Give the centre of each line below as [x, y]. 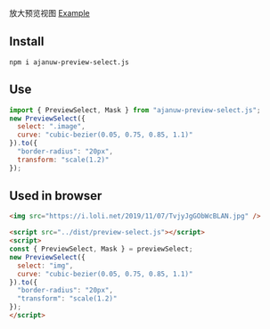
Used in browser [56, 196]
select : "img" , [45, 266]
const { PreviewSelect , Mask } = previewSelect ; [101, 249]
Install [27, 41]
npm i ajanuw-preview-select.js [69, 62]
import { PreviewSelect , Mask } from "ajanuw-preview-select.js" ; [135, 110]
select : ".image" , [52, 127]
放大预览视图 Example [50, 13]
